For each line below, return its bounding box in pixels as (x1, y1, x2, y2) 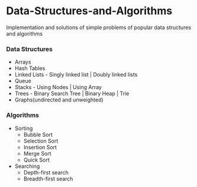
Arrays (14, 58, 31, 66)
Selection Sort (23, 137, 59, 144)
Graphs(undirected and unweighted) (14, 96, 104, 103)
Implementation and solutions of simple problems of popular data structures (6, 24, 191, 31)
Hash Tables (14, 65, 46, 72)
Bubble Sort (23, 131, 53, 138)
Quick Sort (23, 156, 50, 163)
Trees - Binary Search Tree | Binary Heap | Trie (14, 90, 130, 97)
